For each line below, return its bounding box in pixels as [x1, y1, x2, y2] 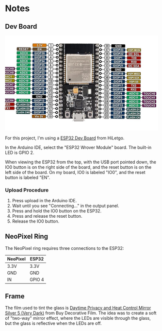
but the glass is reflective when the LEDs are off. [5, 320, 102, 326]
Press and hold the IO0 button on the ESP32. [12, 208, 102, 214]
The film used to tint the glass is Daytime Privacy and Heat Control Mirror [5, 305, 151, 311]
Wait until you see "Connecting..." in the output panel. [12, 203, 120, 209]
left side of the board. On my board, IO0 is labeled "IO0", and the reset [5, 169, 146, 175]
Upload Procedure [5, 187, 49, 193]
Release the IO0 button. [12, 218, 60, 224]
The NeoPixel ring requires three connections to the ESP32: [5, 245, 124, 251]
